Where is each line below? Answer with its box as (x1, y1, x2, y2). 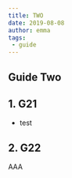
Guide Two (8, 70, 62, 84)
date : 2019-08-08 (8, 19, 65, 27)
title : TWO (8, 11, 44, 20)
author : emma (8, 26, 51, 34)
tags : (8, 33, 26, 42)
